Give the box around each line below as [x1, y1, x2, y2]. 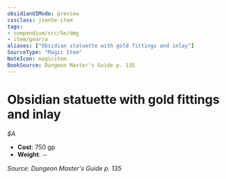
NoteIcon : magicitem [7, 56, 67, 62]
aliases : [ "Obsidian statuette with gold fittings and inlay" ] [7, 42, 195, 49]
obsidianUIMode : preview [7, 10, 79, 17]
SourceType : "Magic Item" [7, 49, 82, 56]
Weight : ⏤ [17, 150, 47, 158]
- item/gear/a [7, 36, 49, 43]
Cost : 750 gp [17, 143, 56, 151]
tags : [7, 23, 23, 30]
